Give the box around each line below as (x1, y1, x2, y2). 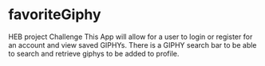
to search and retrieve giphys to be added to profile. (8, 49, 180, 58)
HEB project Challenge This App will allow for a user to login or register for (8, 32, 253, 41)
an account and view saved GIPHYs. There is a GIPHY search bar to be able (8, 40, 257, 49)
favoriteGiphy (8, 6, 101, 24)
